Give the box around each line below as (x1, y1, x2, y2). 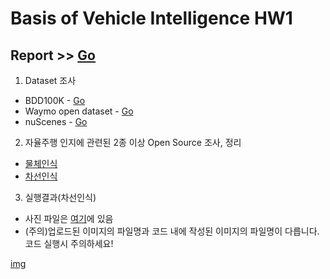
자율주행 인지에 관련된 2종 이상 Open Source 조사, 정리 (24, 137, 242, 148)
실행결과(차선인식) (24, 192, 97, 203)
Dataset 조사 (24, 75, 77, 86)
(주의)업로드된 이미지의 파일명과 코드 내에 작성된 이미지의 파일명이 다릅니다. (24, 225, 320, 237)
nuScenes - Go (24, 116, 88, 127)
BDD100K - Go (24, 95, 86, 106)
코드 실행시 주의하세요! (24, 238, 114, 249)
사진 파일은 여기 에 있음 (24, 213, 114, 224)
